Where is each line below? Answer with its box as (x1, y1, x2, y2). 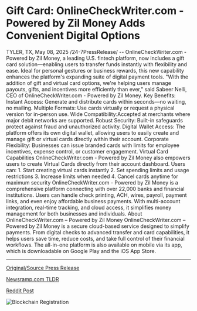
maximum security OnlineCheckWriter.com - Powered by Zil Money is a (6, 179, 179, 186)
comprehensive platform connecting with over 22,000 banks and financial (6, 185, 185, 192)
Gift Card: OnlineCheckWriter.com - (6, 4, 184, 18)
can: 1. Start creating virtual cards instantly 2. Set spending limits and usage (6, 166, 189, 173)
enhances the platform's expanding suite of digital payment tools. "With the (6, 73, 189, 80)
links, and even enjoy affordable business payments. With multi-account (6, 197, 181, 204)
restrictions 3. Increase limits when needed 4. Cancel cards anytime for (6, 173, 179, 180)
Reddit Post (6, 287, 34, 294)
